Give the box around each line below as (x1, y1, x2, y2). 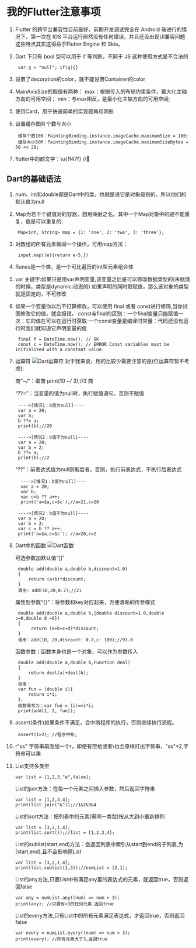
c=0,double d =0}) (15, 615, 60, 621)
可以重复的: (35, 218, 63, 225)
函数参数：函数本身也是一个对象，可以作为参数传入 (15, 648, 138, 655)
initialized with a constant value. (15, 346, 104, 352)
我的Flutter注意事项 (6, 5, 101, 19)
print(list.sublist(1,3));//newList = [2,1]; (15, 864, 128, 871)
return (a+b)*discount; (28, 576, 86, 582)
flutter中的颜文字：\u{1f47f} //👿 (15, 155, 90, 162)
